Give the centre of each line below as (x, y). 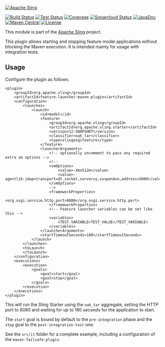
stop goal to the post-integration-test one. (50, 324)
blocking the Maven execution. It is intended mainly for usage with (72, 47)
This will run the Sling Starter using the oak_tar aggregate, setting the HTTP (82, 304)
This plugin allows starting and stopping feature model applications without (81, 41)
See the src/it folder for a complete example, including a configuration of (80, 334)
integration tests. (22, 52)
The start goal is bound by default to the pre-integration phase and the (79, 319)
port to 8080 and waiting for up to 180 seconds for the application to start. (80, 310)
